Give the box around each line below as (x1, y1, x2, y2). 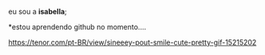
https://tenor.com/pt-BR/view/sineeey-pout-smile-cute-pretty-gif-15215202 (8, 37, 257, 47)
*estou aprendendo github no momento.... (8, 22, 146, 31)
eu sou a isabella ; (8, 7, 68, 16)
